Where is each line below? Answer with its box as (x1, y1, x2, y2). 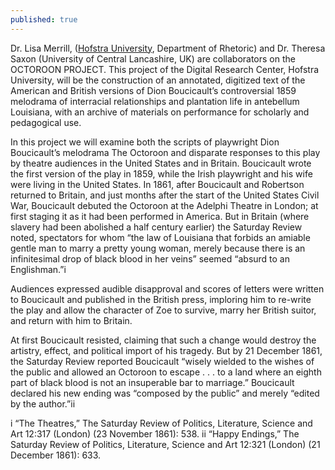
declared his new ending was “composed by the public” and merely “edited (10, 387, 320, 399)
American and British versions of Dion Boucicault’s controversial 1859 (10, 84, 297, 96)
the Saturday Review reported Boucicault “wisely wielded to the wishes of (10, 355, 315, 367)
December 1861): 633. (10, 449, 102, 461)
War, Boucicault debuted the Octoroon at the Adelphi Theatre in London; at (10, 199, 319, 211)
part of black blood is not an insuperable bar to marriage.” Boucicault (10, 376, 295, 388)
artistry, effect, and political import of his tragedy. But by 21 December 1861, (10, 344, 323, 356)
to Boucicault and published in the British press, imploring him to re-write (10, 293, 312, 305)
